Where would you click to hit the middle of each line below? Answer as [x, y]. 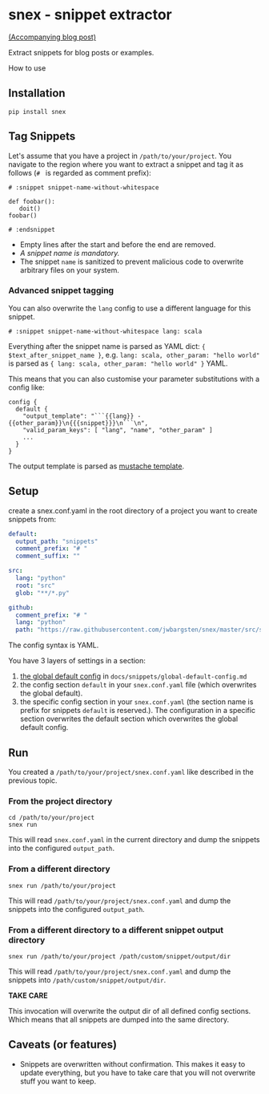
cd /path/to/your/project [51, 818]
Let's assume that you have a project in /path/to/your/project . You [120, 156]
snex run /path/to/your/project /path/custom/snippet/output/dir [119, 956]
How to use [27, 68]
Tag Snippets [42, 137]
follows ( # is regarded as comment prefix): [80, 172]
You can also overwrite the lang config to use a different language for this [130, 308]
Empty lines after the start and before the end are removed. [118, 244]
